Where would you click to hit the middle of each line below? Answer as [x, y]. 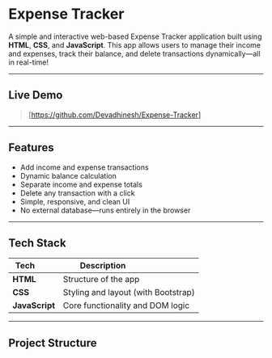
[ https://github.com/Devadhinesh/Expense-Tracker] [115, 115]
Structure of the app [101, 280]
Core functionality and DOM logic [126, 305]
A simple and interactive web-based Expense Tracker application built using [135, 36]
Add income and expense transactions [84, 167]
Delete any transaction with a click [77, 193]
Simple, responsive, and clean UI [75, 201]
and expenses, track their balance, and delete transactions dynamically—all [134, 53]
